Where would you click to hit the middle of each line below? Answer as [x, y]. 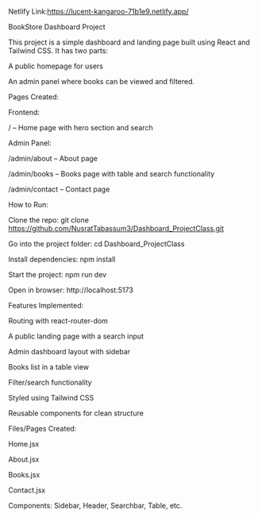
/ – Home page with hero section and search [81, 128]
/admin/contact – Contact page [59, 189]
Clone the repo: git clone [49, 220]
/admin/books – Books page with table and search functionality [112, 174]
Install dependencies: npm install [62, 259]
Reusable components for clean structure [76, 413]
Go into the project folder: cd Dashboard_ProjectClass [96, 244]
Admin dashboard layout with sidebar [69, 352]
